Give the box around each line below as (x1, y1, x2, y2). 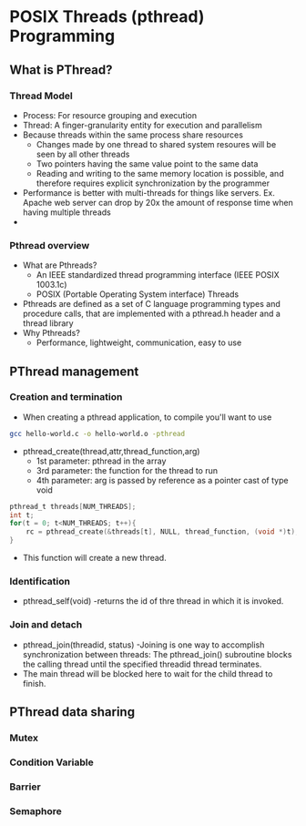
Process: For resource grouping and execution (22, 109, 198, 120)
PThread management (9, 363, 139, 379)
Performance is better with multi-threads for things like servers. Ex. (22, 187, 276, 198)
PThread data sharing (9, 704, 135, 720)
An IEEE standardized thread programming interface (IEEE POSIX (36, 270, 280, 280)
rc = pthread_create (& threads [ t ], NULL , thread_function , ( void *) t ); (25, 527, 300, 536)
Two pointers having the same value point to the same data (36, 158, 259, 169)
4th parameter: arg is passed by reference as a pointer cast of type (36, 474, 289, 485)
